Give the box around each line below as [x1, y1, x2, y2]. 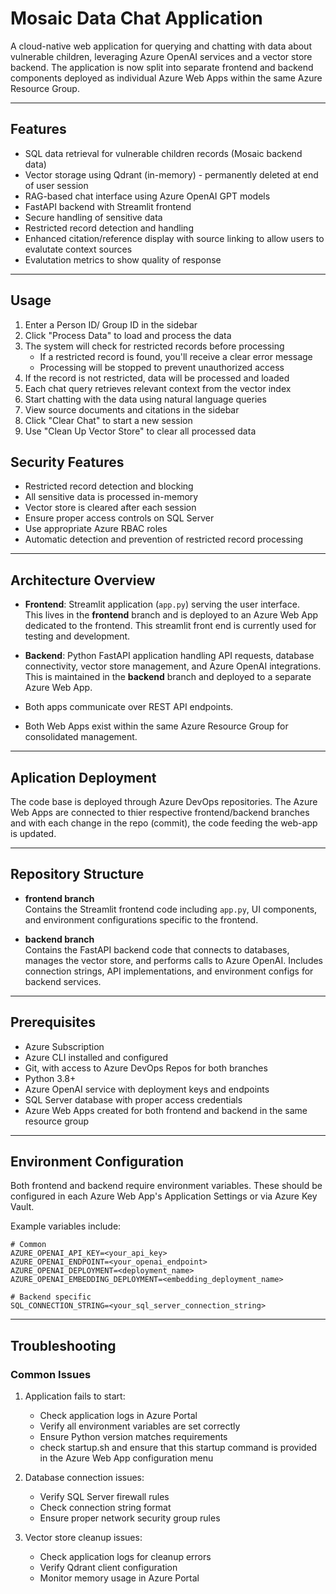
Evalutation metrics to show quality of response [24, 253, 222, 266]
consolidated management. [24, 731, 138, 743]
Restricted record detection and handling [24, 222, 194, 234]
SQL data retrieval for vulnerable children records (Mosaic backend [24, 147, 303, 159]
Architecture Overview [10, 572, 156, 589]
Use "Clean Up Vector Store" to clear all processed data [24, 425, 257, 437]
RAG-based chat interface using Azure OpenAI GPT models [24, 190, 271, 202]
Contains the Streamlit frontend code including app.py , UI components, [24, 903, 318, 915]
